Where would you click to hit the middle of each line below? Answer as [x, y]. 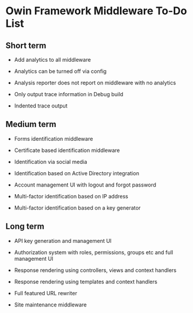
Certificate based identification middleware [67, 150]
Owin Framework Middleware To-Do [96, 11]
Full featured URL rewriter [46, 293]
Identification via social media [50, 162]
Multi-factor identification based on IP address [71, 196]
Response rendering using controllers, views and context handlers [95, 270]
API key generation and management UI [63, 241]
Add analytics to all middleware [53, 60]
